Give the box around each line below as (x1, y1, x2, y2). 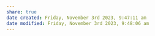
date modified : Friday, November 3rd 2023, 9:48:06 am (6, 20, 149, 26)
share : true (6, 9, 37, 15)
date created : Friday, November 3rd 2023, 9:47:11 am (6, 15, 147, 21)
